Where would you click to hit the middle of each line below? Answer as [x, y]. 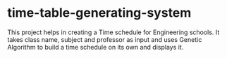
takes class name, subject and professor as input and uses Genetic [105, 39]
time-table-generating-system [99, 13]
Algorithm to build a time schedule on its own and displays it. [96, 47]
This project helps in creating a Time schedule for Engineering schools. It [114, 32]
